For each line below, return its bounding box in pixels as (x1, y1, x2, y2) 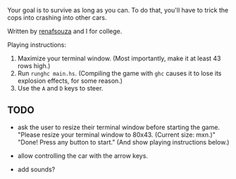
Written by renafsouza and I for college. (7, 27, 123, 35)
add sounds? (17, 165, 56, 173)
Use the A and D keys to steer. (17, 84, 104, 92)
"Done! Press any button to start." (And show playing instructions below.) (17, 138, 230, 146)
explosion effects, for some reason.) (17, 77, 123, 85)
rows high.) (17, 62, 51, 69)
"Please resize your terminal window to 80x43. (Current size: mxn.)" (17, 130, 216, 139)
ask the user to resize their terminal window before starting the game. (17, 123, 221, 131)
